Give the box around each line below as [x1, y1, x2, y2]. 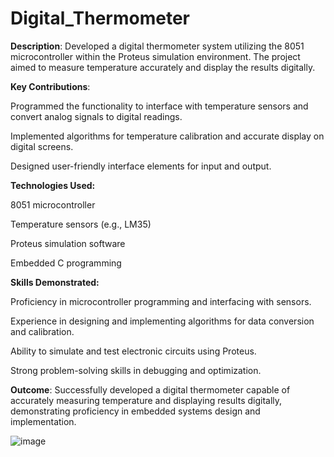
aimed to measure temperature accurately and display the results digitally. [10, 61, 316, 73]
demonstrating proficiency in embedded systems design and [10, 405, 261, 417]
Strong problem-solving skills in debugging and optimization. [10, 364, 262, 376]
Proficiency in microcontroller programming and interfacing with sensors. [10, 295, 312, 307]
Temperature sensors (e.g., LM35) [10, 218, 152, 230]
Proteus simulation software [10, 237, 126, 249]
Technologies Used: [10, 179, 96, 191]
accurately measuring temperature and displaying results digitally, [10, 394, 283, 406]
